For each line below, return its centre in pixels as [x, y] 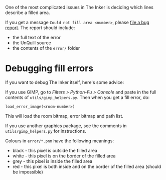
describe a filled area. [28, 13]
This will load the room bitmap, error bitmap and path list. [64, 116]
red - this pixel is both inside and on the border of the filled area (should [87, 166]
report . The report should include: [40, 28]
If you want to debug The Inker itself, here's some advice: [65, 82]
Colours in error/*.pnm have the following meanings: [60, 141]
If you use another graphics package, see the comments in [66, 126]
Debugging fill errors [49, 69]
